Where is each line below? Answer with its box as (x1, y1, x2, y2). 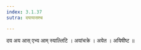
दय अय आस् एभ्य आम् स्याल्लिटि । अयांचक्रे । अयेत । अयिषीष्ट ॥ (6, 37, 135, 44)
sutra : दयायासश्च (6, 15, 43, 21)
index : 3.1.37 (6, 9, 43, 15)
